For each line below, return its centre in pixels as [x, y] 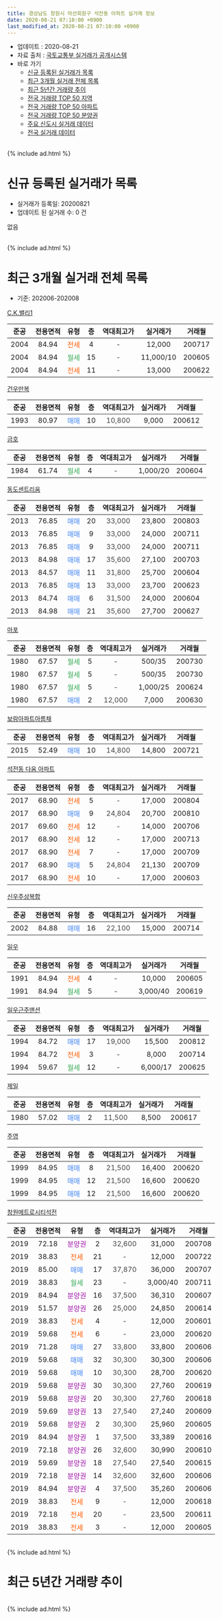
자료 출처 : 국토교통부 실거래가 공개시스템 [72, 55]
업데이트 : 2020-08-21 [48, 47]
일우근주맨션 [24, 1010]
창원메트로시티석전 [32, 1212]
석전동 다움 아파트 [31, 769]
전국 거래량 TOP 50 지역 [60, 98]
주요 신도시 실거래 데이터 [60, 124]
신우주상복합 [24, 897]
